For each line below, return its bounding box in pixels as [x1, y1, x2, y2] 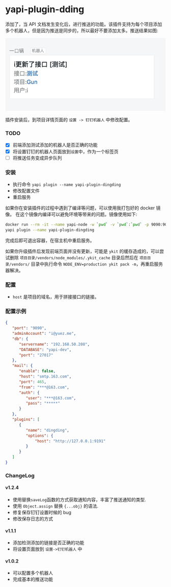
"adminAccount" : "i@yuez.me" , [12, 331, 76, 336]
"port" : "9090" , [12, 326, 47, 331]
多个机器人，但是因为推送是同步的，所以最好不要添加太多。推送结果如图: [5, 27, 159, 34]
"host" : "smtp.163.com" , [18, 374, 72, 379]
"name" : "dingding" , [25, 428, 70, 433]
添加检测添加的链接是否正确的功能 [12, 540, 84, 546]
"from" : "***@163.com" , [18, 385, 70, 390]
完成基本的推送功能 [12, 576, 53, 582]
